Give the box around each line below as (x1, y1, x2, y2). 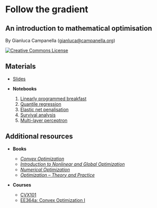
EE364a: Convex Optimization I (20, 197, 85, 203)
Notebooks (12, 85, 37, 91)
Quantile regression (20, 101, 61, 107)
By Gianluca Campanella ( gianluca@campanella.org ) (5, 37, 115, 43)
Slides (12, 76, 26, 82)
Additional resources (5, 132, 73, 141)
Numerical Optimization (20, 166, 70, 172)
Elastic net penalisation (20, 106, 69, 112)
